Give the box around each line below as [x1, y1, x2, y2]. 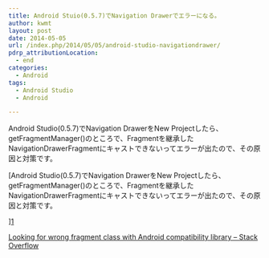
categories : [8, 64, 48, 72]
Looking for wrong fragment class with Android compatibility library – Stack [8, 232, 259, 242]
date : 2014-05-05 [8, 34, 67, 42]
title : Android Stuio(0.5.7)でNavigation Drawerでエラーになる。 [8, 11, 221, 20]
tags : [8, 79, 26, 87]
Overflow [8, 241, 39, 251]
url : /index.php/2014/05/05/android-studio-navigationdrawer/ [8, 42, 221, 50]
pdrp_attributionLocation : [8, 49, 99, 57]
